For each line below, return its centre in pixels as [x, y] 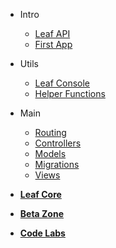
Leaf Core [40, 194]
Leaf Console [62, 83]
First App [53, 44]
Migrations [57, 164]
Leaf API [52, 33]
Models [50, 153]
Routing [50, 132]
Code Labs [42, 233]
